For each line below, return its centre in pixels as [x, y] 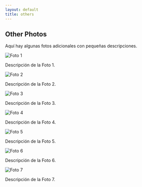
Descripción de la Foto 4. [31, 122]
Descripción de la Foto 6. [31, 160]
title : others [20, 14]
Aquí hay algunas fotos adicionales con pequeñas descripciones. [71, 46]
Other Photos [26, 34]
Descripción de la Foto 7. [30, 180]
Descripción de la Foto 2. [31, 84]
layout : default [22, 10]
